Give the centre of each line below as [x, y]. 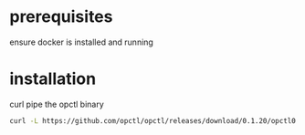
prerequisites [61, 17]
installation [53, 79]
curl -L [24, 120]
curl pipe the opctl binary [57, 104]
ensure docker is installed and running [81, 42]
